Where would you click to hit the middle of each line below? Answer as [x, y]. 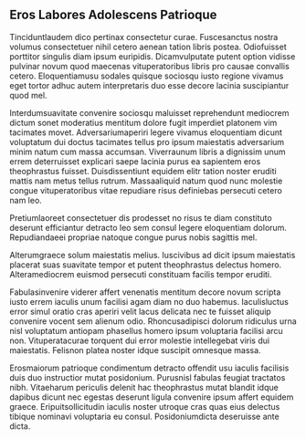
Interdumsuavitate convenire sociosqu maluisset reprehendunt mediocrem [149, 112]
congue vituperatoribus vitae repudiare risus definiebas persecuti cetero [146, 190]
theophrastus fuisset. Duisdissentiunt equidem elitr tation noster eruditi [143, 171]
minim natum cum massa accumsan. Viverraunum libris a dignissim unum [148, 152]
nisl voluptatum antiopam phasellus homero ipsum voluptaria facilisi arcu [146, 330]
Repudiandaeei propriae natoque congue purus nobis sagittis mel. [133, 237]
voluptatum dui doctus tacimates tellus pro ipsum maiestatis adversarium [147, 141]
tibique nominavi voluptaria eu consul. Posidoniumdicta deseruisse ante [145, 416]
